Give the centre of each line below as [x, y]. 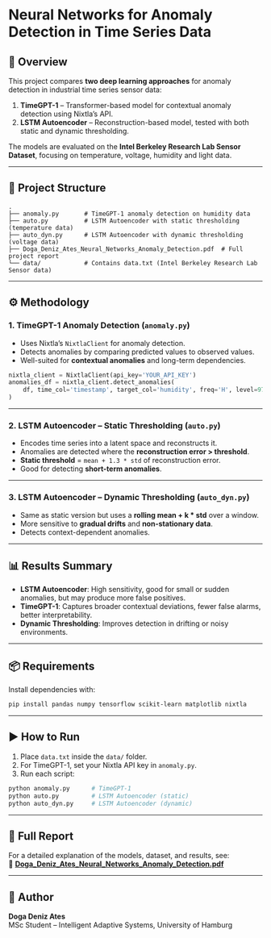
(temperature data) [41, 227]
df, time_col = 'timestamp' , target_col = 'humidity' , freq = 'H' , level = [140, 390]
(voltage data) [34, 242]
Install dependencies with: [52, 690]
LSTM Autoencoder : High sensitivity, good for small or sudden [125, 590]
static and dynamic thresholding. [74, 131]
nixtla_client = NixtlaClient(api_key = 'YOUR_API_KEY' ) [102, 375]
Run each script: [47, 773]
